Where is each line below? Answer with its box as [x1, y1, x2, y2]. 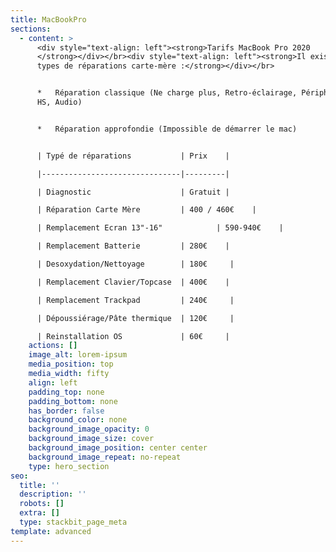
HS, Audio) [36, 97, 83, 107]
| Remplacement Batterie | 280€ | [36, 241, 230, 251]
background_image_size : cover [28, 434, 155, 444]
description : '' [19, 489, 87, 500]
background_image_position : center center [28, 443, 208, 453]
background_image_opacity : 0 [28, 424, 150, 435]
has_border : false [28, 406, 105, 416]
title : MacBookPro [10, 14, 87, 25]
